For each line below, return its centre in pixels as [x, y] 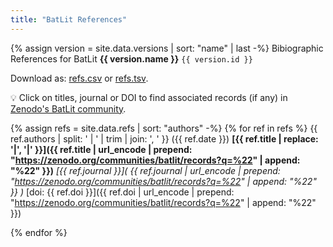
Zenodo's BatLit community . [68, 108]
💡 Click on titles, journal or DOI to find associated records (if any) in [149, 97]
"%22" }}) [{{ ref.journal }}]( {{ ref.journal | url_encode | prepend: [145, 170]
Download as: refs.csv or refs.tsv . [79, 78]
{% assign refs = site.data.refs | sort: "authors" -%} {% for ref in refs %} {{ [164, 128]
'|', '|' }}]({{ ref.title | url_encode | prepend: [101, 149]
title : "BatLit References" [69, 19]
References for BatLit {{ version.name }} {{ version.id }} [131, 58]
